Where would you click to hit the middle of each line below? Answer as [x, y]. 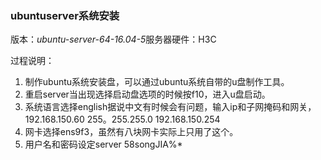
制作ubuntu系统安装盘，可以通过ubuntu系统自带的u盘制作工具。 [157, 82]
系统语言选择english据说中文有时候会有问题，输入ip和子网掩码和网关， [170, 107]
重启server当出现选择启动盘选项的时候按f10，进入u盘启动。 [147, 94]
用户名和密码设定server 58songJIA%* [103, 144]
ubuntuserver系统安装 [65, 15]
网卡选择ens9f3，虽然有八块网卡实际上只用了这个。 [131, 132]
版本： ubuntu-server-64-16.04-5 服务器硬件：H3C [113, 39]
